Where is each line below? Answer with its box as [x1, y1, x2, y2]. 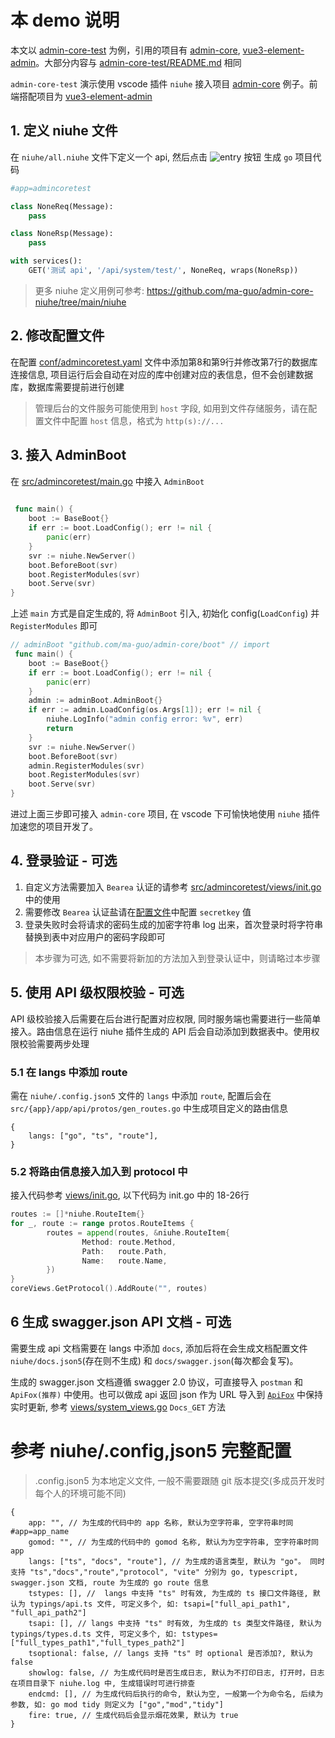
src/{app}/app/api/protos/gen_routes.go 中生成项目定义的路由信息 [10, 1102, 288, 1114]
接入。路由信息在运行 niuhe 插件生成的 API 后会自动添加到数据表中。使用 [10, 1025, 312, 1037]
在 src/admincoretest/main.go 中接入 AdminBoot [10, 475, 205, 487]
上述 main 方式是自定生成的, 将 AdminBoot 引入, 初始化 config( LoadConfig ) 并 [10, 607, 320, 620]
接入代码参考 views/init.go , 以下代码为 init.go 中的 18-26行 [10, 1189, 250, 1201]
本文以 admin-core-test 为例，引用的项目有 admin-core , [10, 44, 241, 56]
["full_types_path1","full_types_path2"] [10, 1637, 186, 1648]
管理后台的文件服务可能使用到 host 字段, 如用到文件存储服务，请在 [34, 402, 309, 414]
